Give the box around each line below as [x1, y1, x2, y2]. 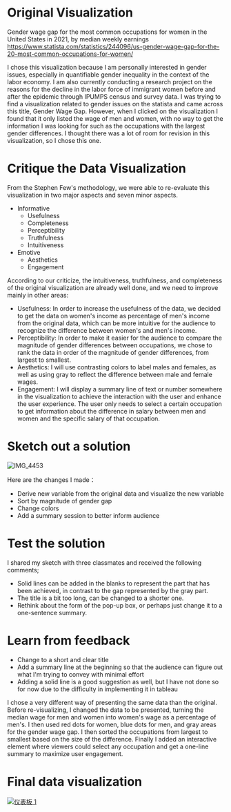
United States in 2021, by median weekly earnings [7, 35, 150, 43]
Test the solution [7, 536, 106, 551]
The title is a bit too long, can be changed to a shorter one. [17, 594, 184, 602]
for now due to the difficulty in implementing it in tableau [17, 685, 178, 693]
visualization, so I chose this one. [7, 136, 101, 144]
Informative [17, 204, 50, 212]
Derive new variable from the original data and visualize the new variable [17, 489, 224, 498]
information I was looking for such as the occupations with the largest [7, 122, 205, 130]
